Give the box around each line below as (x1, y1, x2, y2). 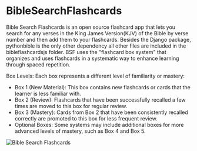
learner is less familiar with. (14, 90, 81, 97)
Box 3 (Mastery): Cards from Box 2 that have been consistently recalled (14, 109, 188, 116)
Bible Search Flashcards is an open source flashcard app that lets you (6, 24, 175, 31)
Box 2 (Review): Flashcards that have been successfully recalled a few (14, 96, 186, 103)
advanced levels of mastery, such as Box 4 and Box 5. (14, 127, 146, 135)
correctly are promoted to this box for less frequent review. (14, 115, 158, 122)
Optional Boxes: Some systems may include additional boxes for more (14, 121, 184, 128)
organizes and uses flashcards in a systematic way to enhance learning (6, 55, 179, 62)
